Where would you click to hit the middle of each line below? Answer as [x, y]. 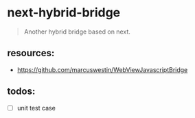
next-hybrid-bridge [64, 13]
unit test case [36, 108]
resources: [31, 53]
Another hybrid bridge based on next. [77, 32]
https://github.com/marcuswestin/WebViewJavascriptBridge [102, 69]
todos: [21, 92]
